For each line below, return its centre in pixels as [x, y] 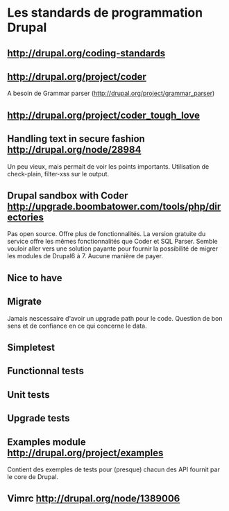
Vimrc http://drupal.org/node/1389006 [94, 499]
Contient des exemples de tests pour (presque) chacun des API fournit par [113, 469]
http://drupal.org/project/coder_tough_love [103, 115]
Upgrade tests [39, 418]
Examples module [46, 442]
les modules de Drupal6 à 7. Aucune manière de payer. [85, 256]
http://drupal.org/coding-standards [86, 53]
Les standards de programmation [105, 13]
